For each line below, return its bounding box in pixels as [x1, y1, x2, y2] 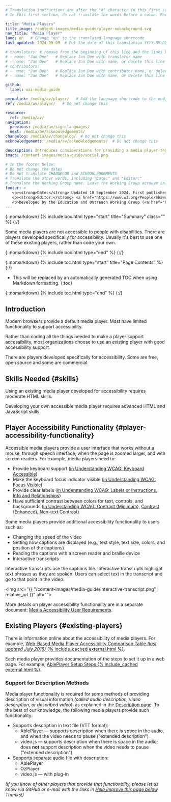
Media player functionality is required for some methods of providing [5, 690, 150, 697]
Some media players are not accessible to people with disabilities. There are [5, 229, 165, 235]
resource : [5, 110, 26, 115]
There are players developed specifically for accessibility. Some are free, [5, 354, 159, 361]
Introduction [5, 305, 46, 313]
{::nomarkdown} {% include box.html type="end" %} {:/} [5, 250, 124, 256]
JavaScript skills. [5, 408, 41, 414]
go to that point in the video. [5, 576, 65, 582]
